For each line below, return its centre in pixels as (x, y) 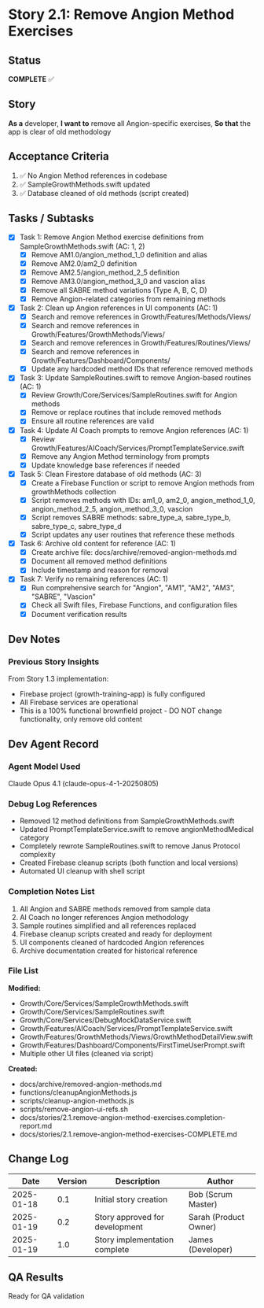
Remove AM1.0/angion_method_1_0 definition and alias (119, 254)
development (119, 1227)
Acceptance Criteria (59, 156)
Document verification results (79, 614)
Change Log (38, 1159)
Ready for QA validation (46, 1296)
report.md (36, 1125)
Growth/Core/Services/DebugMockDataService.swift (105, 1020)
